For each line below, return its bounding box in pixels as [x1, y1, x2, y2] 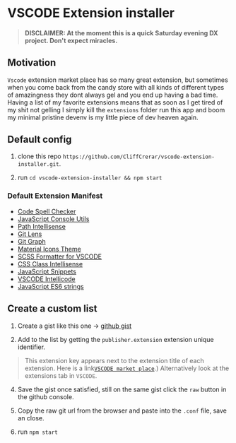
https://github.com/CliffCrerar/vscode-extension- [62, 153, 216, 160]
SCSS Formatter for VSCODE [17, 252, 102, 261]
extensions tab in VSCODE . [24, 371, 98, 379]
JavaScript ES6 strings [17, 282, 85, 290]
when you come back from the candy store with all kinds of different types [7, 83, 225, 91]
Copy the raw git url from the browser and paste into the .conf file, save [17, 406, 228, 415]
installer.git [17, 161, 59, 168]
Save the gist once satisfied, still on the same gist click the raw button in [17, 385, 227, 394]
